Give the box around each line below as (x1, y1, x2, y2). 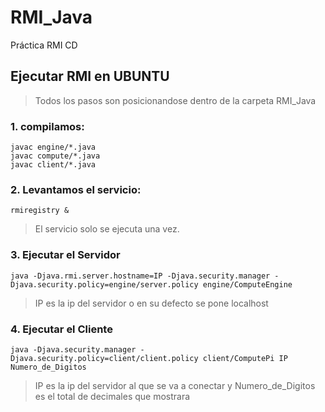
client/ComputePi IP (202, 353, 288, 363)
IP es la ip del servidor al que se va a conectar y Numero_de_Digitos (34, 379, 316, 391)
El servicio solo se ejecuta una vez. (34, 223, 180, 235)
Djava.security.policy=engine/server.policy (10, 279, 199, 290)
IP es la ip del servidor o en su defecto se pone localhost (34, 297, 269, 309)
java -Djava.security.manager (10, 344, 137, 355)
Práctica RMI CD (10, 39, 78, 51)
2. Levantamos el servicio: (10, 182, 142, 196)
